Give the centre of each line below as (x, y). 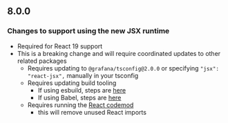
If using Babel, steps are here (79, 97)
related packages (42, 61)
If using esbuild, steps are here (82, 90)
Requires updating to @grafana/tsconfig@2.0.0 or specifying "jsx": (123, 68)
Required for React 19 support (60, 46)
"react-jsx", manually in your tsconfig (83, 75)
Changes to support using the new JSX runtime (88, 31)
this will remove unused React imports (92, 112)
